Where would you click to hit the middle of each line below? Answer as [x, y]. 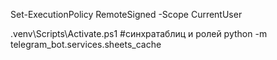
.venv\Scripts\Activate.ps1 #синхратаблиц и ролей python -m [139, 33]
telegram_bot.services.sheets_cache [86, 44]
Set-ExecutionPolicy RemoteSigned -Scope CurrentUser [126, 14]
